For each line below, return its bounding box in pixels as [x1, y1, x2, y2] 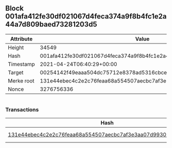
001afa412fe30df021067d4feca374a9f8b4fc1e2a [5, 12, 167, 21]
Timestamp [8, 60, 35, 68]
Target [8, 69, 24, 76]
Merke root [8, 77, 35, 84]
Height [8, 44, 24, 51]
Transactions [5, 106, 39, 113]
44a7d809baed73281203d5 [5, 20, 97, 29]
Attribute [10, 35, 33, 43]
